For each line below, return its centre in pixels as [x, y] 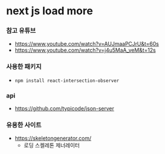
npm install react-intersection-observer [67, 81]
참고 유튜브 [21, 31]
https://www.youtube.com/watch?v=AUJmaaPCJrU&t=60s [87, 44]
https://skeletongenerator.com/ [53, 139]
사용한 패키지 [24, 67]
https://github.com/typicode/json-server [64, 109]
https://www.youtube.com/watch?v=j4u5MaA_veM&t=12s [85, 50]
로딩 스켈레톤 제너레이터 [52, 145]
